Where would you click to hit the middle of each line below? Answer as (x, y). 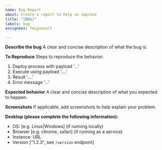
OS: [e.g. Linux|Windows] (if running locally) (58, 126)
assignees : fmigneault (29, 28)
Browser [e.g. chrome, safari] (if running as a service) (68, 132)
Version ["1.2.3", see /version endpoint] (53, 142)
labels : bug (17, 24)
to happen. (16, 97)
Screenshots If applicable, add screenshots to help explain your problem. (81, 107)
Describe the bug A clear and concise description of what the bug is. (76, 47)
